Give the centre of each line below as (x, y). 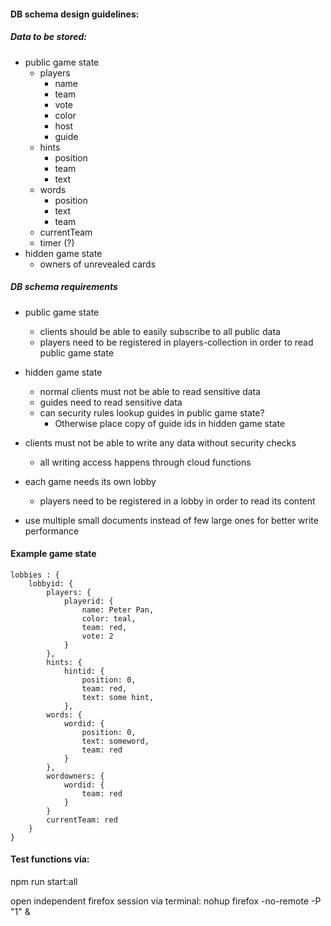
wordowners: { (75, 776)
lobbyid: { (51, 583)
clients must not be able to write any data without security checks (160, 442)
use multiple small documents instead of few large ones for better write (171, 520)
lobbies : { (35, 575)
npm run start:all (44, 881)
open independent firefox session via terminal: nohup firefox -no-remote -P (166, 901)
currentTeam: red (82, 820)
